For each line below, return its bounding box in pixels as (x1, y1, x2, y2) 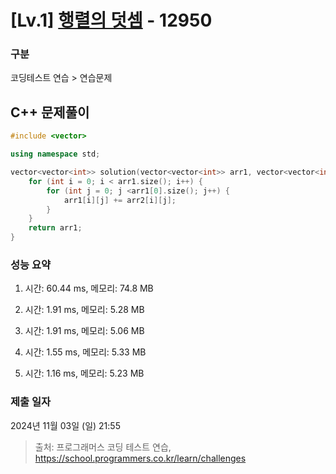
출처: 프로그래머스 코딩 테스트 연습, (34, 441, 172, 453)
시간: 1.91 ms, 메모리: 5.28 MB (24, 304, 145, 316)
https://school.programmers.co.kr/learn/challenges (34, 452, 247, 464)
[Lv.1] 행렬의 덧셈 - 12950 (10, 9, 213, 32)
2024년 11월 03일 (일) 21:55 (10, 419, 121, 431)
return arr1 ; (28, 223, 83, 233)
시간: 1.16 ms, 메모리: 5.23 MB (24, 367, 145, 380)
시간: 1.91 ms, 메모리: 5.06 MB (24, 325, 145, 337)
